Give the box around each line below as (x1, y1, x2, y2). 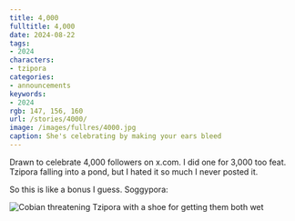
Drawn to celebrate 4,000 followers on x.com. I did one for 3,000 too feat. (9, 156, 287, 167)
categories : (9, 73, 55, 82)
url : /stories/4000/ (9, 115, 88, 124)
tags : (9, 38, 30, 48)
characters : (9, 55, 55, 65)
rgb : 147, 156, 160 (9, 106, 84, 116)
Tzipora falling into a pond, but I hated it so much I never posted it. (9, 166, 259, 177)
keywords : (9, 89, 47, 98)
